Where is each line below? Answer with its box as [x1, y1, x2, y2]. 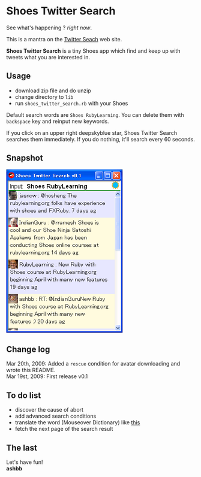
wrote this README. [6, 367, 56, 374]
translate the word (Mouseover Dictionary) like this [14, 419, 140, 426]
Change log [6, 344, 50, 354]
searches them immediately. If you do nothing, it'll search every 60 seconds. [6, 135, 195, 143]
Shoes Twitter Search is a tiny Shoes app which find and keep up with [6, 47, 181, 55]
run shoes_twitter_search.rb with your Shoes [14, 99, 128, 107]
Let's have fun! [6, 458, 43, 466]
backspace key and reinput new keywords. [6, 117, 109, 125]
